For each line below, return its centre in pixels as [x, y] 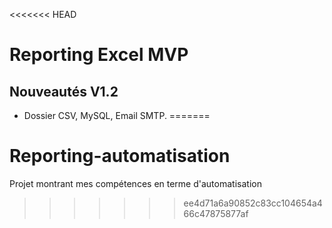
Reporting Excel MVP [99, 55]
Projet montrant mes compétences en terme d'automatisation [135, 183]
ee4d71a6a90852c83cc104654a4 [253, 203]
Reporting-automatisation [120, 156]
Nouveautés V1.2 [64, 91]
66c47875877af [216, 213]
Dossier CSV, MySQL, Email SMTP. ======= [117, 115]
